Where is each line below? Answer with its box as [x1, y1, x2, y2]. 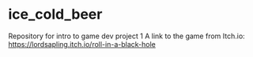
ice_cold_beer [8, 5, 103, 23]
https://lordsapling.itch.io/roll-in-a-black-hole [8, 39, 156, 48]
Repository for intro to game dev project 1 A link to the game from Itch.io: [8, 31, 245, 41]
